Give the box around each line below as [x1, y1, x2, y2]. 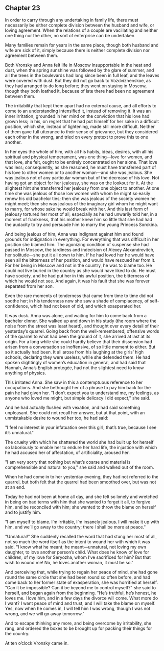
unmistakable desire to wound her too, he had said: [5, 415, 109, 421]
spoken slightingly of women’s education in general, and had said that [5, 359, 146, 365]
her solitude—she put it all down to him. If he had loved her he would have [5, 252, 155, 258]
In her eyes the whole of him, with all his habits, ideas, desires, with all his [5, 149, 154, 154]
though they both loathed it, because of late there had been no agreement [5, 88, 155, 94]
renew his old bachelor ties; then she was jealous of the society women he [5, 196, 156, 201]
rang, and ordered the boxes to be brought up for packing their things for [5, 625, 153, 631]
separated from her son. [5, 283, 54, 289]
